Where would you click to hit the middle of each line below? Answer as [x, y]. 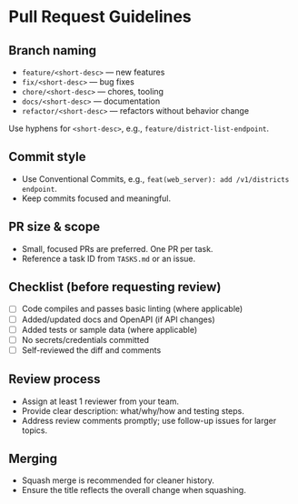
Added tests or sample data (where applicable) [109, 329]
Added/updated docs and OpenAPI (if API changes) [118, 319]
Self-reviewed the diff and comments [91, 350]
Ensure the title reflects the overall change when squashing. [134, 490]
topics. [35, 430]
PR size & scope [55, 227]
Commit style [47, 157]
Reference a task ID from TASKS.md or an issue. [109, 258]
